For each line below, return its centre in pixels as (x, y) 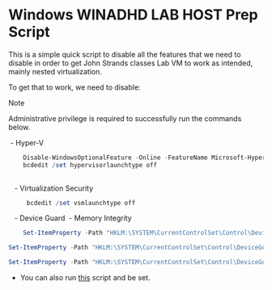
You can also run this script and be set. (85, 278)
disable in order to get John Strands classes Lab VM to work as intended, (131, 63)
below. (19, 127)
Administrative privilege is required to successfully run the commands (125, 118)
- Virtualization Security (54, 188)
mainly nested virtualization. (55, 71)
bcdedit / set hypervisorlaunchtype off (90, 165)
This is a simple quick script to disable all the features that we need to (125, 54)
